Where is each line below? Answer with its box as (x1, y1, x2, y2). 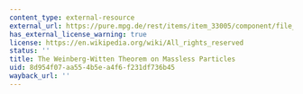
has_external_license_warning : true (9, 30, 147, 38)
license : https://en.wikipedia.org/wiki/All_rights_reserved (9, 38, 244, 47)
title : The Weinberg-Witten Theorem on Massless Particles (9, 55, 236, 64)
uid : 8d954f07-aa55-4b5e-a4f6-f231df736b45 (9, 64, 176, 73)
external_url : (9, 21, 63, 30)
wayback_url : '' (9, 72, 70, 81)
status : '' (9, 47, 50, 56)
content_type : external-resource (9, 13, 135, 22)
